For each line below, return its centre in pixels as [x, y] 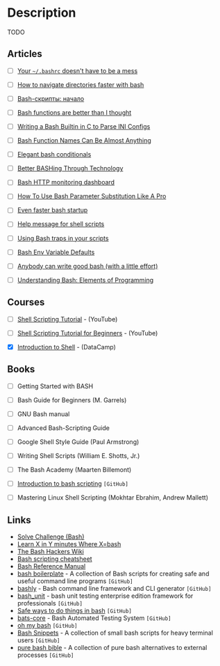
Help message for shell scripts [61, 224]
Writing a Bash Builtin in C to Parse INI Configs [84, 126]
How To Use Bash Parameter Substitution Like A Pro [92, 196]
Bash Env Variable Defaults [56, 252]
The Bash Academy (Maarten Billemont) [74, 469]
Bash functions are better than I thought [74, 112]
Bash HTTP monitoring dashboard [66, 182]
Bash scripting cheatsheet [54, 559]
